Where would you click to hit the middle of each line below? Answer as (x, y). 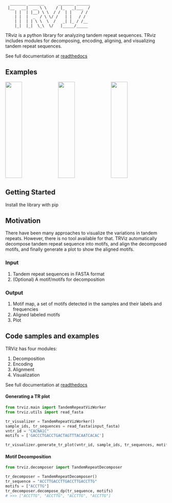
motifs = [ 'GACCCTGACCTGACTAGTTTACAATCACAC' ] (55, 436)
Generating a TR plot (28, 396)
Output (14, 292)
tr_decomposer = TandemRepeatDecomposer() (51, 477)
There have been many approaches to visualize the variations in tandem (81, 233)
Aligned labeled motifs (36, 315)
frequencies (25, 309)
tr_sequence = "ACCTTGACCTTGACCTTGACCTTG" (51, 481)
